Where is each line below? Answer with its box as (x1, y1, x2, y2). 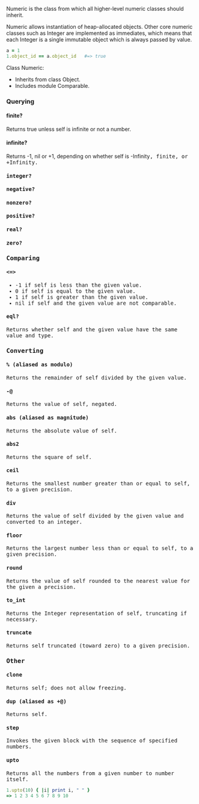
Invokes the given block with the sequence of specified (6, 737, 178, 744)
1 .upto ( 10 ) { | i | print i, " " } (6, 787, 90, 793)
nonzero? (6, 199, 32, 206)
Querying (6, 97, 35, 105)
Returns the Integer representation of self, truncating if (6, 609, 188, 617)
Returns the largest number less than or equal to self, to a (6, 545, 194, 552)
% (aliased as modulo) (6, 361, 73, 368)
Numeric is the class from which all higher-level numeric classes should (6, 5, 185, 12)
